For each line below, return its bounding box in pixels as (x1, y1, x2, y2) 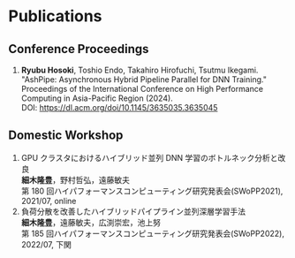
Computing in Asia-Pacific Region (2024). (20, 93, 173, 103)
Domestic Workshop (8, 128, 124, 143)
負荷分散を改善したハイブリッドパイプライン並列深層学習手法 (20, 206, 246, 216)
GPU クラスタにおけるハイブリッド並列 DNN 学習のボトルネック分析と (20, 152, 279, 163)
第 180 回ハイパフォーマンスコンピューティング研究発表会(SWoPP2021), (20, 186, 284, 196)
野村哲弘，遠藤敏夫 (59, 174, 130, 185)
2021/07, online (20, 195, 77, 206)
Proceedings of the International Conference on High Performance (20, 84, 264, 94)
